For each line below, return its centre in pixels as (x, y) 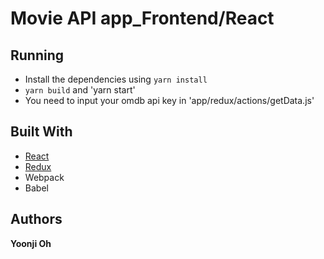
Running (37, 55)
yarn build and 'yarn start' (80, 90)
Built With (41, 132)
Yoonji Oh (31, 243)
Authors (36, 219)
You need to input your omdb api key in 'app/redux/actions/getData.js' (169, 100)
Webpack (44, 177)
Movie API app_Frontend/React (142, 18)
